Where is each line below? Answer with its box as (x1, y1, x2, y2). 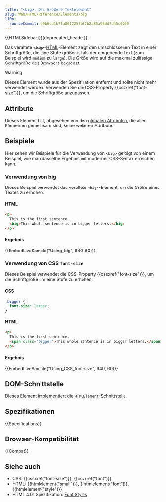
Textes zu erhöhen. (5, 189, 44, 196)
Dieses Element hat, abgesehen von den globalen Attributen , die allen (5, 118, 147, 124)
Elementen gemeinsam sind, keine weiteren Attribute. (5, 123, 114, 129)
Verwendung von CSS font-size (5, 260, 83, 267)
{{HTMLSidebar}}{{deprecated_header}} (5, 35, 88, 41)
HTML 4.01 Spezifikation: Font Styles (12, 492, 87, 498)
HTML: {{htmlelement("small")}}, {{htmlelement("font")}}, (12, 481, 129, 487)
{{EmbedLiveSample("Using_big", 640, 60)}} (5, 248, 96, 253)
